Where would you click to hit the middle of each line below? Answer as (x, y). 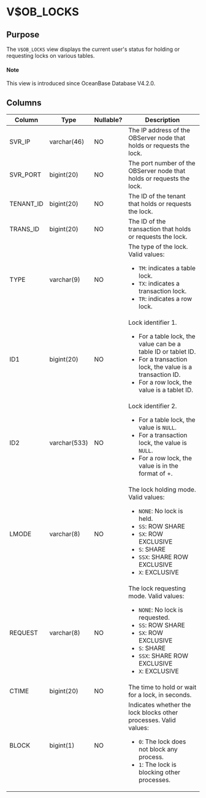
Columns (24, 103)
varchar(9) (65, 279)
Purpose (23, 35)
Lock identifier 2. (153, 406)
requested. (154, 618)
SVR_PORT (25, 175)
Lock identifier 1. (153, 322)
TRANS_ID (25, 229)
